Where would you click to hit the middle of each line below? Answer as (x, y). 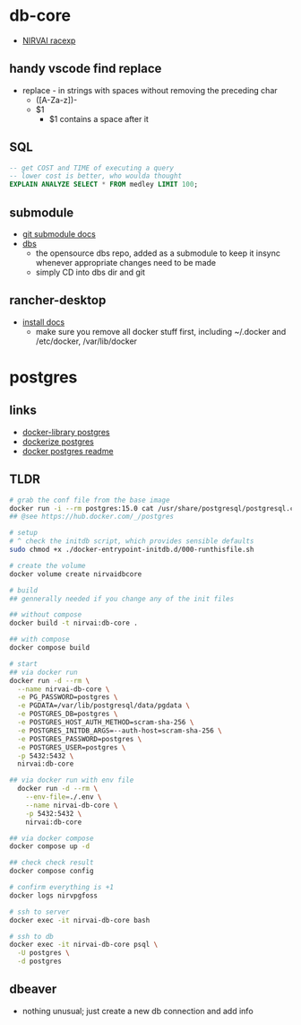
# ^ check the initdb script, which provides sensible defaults (132, 541)
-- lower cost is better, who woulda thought (95, 176)
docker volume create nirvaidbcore (76, 574)
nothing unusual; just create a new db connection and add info (138, 1011)
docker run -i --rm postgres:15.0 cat (82, 508)
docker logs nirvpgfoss (54, 895)
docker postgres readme (68, 451)
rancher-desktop (58, 300)
